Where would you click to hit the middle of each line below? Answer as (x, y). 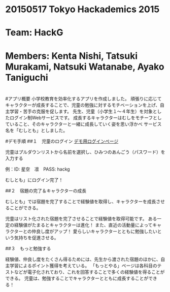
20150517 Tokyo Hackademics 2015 (82, 9)
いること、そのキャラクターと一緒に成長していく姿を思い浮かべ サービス (86, 124)
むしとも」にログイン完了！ (34, 180)
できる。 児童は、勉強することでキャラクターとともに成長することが (77, 278)
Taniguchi (27, 77)
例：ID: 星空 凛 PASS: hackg (38, 169)
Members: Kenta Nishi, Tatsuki (72, 56)
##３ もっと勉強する (28, 248)
